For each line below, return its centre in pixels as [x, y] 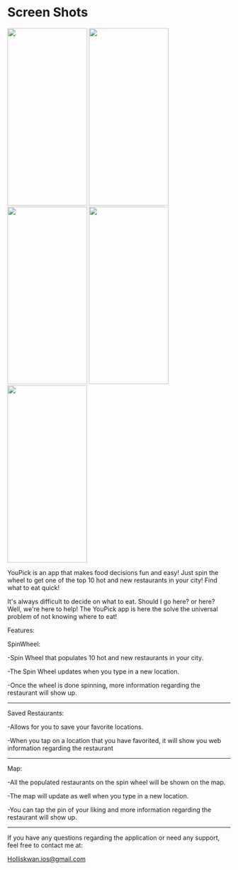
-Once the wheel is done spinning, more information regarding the [104, 685]
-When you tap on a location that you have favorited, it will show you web [114, 740]
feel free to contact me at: [45, 845]
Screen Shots [48, 12]
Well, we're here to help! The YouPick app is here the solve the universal [113, 609]
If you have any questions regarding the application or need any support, [114, 837]
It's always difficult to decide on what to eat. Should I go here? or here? [111, 601]
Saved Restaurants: [36, 713]
